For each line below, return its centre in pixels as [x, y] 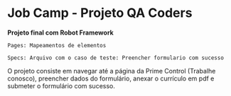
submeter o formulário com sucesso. [61, 85]
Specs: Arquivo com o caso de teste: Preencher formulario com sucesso [116, 58]
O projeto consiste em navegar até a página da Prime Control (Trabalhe [112, 71]
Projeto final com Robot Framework [60, 32]
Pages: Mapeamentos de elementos [57, 45]
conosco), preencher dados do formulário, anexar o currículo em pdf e [111, 78]
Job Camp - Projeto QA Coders [100, 13]
